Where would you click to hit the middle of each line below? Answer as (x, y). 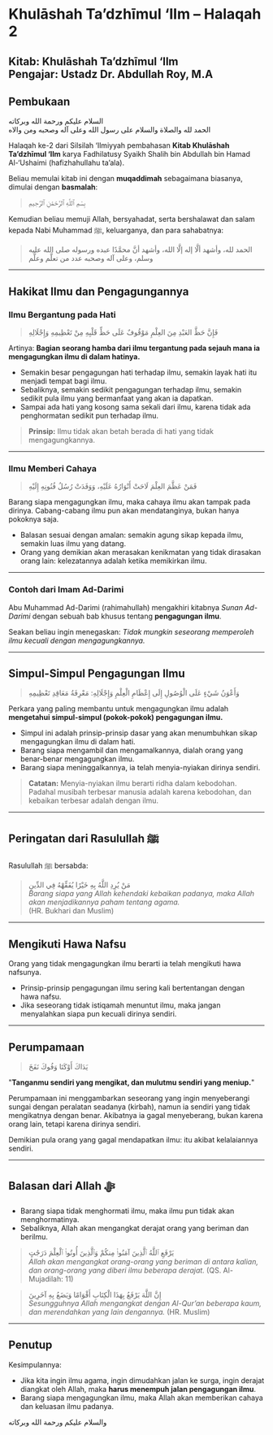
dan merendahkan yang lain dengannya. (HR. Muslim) (119, 1311)
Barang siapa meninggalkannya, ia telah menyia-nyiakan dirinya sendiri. (140, 768)
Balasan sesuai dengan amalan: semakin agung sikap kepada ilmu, (132, 535)
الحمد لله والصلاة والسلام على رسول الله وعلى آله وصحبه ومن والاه (110, 130)
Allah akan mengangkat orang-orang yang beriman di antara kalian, (143, 1261)
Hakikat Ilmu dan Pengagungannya (99, 291)
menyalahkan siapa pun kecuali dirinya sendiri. (98, 1014)
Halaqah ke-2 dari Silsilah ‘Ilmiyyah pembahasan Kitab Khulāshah (119, 145)
